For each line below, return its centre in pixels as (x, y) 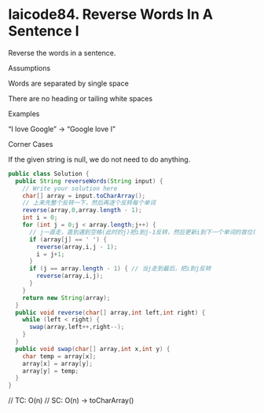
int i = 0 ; (40, 217)
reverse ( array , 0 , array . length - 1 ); (82, 210)
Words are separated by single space (69, 83)
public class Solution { (49, 174)
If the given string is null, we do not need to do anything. (99, 159)
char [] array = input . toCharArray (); (84, 196)
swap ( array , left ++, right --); (77, 327)
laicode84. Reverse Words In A (111, 15)
